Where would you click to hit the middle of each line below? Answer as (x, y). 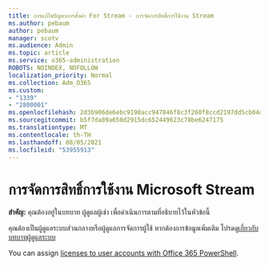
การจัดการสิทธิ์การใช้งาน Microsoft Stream (131, 189)
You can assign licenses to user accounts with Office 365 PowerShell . (123, 253)
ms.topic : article (39, 53)
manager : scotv (34, 38)
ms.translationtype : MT (48, 127)
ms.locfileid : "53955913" (51, 150)
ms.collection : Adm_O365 (50, 83)
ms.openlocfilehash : (43, 113)
